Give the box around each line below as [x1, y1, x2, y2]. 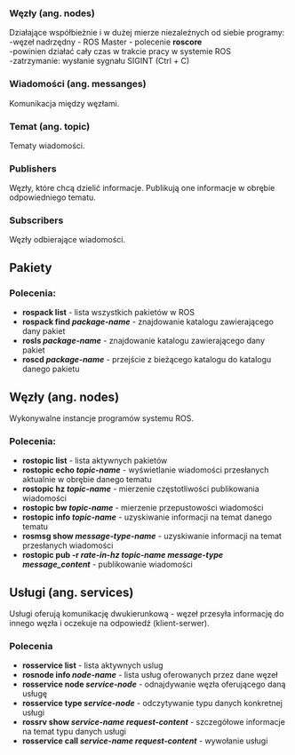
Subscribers [9, 214, 64, 226]
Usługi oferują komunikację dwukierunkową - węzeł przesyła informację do [9, 608, 284, 619]
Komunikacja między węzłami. [9, 98, 120, 108]
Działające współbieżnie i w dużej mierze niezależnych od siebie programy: [9, 28, 285, 38]
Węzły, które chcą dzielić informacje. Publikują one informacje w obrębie [9, 183, 275, 194]
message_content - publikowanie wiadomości [21, 559, 193, 570]
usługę [21, 688, 47, 699]
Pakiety [9, 260, 52, 275]
